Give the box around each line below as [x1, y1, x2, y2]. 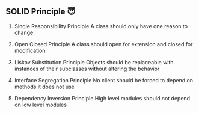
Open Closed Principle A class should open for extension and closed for [14, 40, 193, 47]
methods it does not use [14, 83, 75, 90]
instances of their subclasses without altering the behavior [14, 65, 160, 72]
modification [14, 47, 46, 54]
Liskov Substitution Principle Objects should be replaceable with [14, 58, 174, 66]
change [14, 29, 34, 36]
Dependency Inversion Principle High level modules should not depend [14, 94, 191, 102]
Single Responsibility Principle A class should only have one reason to [14, 22, 188, 29]
